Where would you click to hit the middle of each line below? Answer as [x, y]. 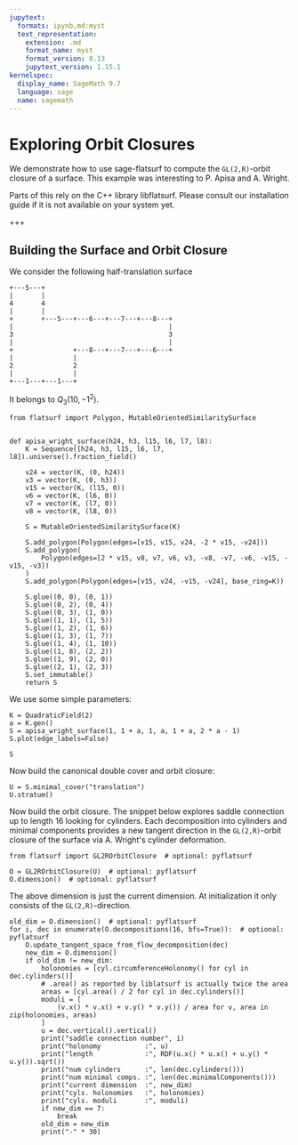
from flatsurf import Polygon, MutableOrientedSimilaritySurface [133, 418]
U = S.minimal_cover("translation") [77, 787]
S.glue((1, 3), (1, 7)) [69, 636]
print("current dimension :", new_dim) [117, 1085]
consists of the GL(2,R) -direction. [70, 905]
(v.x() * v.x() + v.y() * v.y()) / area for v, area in [162, 1007]
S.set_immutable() [59, 674]
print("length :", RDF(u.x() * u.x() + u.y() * [155, 1054]
